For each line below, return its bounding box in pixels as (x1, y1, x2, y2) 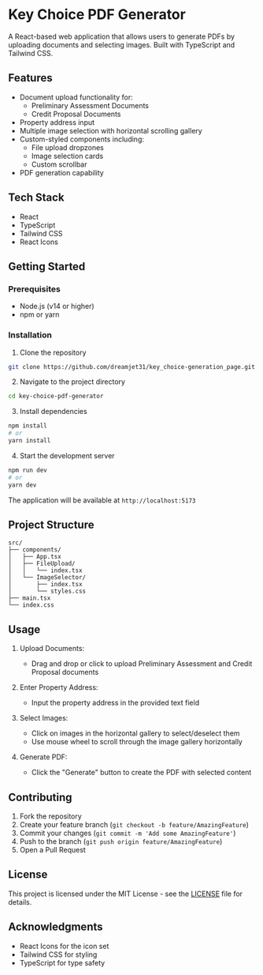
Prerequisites (8, 283, 61, 294)
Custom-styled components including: (19, 134, 144, 144)
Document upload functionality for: (19, 92, 134, 102)
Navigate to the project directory (19, 377, 126, 386)
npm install (8, 422, 47, 430)
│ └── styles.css (8, 587, 87, 596)
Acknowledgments (8, 920, 104, 934)
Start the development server (19, 450, 116, 460)
